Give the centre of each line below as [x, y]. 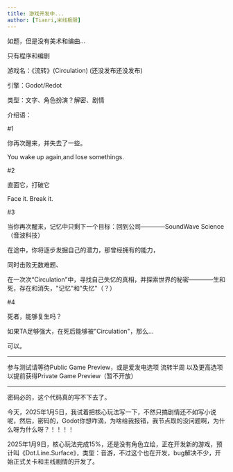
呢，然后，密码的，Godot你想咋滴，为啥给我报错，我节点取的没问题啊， [110, 421]
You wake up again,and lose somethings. [66, 156]
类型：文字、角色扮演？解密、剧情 [56, 100]
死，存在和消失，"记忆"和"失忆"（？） [62, 288]
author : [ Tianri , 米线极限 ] [44, 20]
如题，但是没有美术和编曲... [46, 41]
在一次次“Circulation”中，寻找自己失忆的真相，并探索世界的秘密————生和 [116, 279]
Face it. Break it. [30, 198]
